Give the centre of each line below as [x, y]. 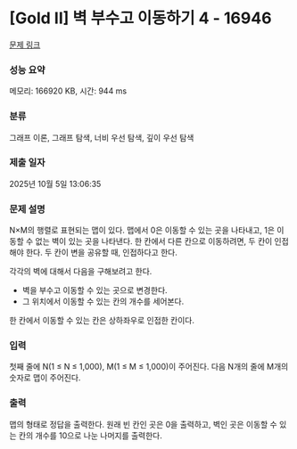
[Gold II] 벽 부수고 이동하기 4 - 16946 [140, 18]
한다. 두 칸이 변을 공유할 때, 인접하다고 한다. [102, 253]
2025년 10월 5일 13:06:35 [55, 184]
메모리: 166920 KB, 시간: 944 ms [68, 91]
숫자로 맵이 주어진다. [45, 378]
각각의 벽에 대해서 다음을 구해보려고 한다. [81, 272]
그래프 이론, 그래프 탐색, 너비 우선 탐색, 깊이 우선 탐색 [102, 137]
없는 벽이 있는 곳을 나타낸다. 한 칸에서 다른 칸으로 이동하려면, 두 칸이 [154, 241]
